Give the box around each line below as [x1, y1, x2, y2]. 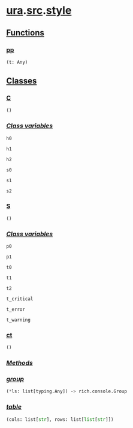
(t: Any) [6, 59, 28, 65]
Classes [6, 76, 37, 86]
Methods [6, 359, 33, 367]
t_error [6, 307, 26, 313]
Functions [6, 28, 45, 38]
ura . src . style [6, 4, 72, 17]
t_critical [6, 296, 34, 302]
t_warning [6, 317, 31, 323]
